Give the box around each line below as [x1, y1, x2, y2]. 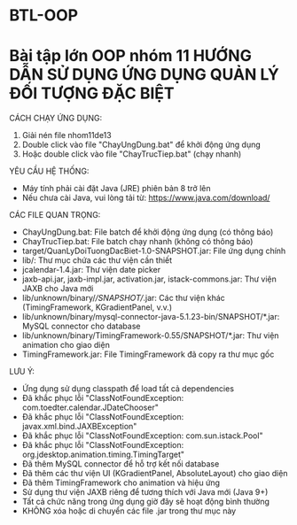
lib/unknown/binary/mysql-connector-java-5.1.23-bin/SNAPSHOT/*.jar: [21, 312, 280, 322]
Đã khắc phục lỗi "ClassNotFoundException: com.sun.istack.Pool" [21, 430, 263, 441]
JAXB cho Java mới [21, 283, 94, 294]
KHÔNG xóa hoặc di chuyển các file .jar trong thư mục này [21, 506, 237, 516]
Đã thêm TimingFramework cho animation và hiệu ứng [21, 477, 220, 488]
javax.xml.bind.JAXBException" [21, 421, 137, 432]
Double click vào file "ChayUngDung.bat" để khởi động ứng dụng [21, 139, 262, 151]
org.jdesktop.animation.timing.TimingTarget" [21, 449, 184, 460]
